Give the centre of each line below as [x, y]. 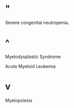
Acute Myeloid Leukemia [31, 66]
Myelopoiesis [19, 100]
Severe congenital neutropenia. [37, 22]
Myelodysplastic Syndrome [33, 56]
